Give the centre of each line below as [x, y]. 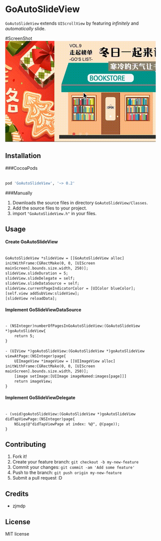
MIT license [17, 534]
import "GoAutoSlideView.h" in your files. [54, 213]
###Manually [19, 193]
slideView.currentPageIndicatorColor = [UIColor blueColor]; [70, 289]
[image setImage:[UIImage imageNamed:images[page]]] [70, 376]
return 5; [25, 336]
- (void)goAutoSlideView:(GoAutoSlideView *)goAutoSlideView [70, 414]
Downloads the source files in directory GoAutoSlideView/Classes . [80, 202]
